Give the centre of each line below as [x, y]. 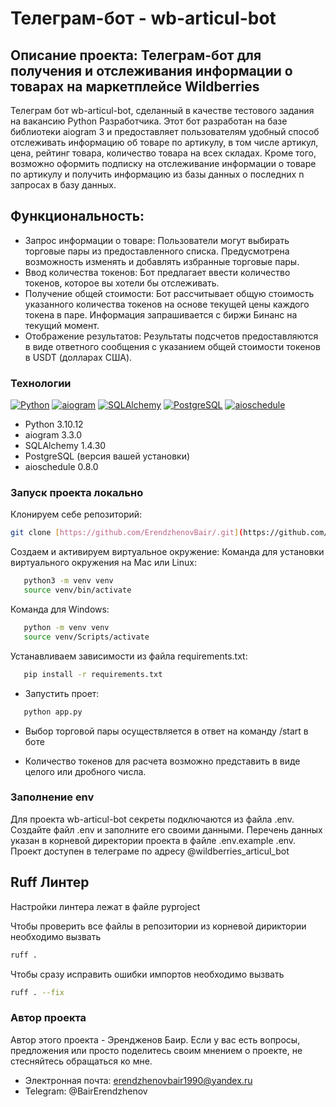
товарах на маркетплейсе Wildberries [135, 86]
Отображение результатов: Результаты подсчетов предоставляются [171, 336]
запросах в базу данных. [63, 185]
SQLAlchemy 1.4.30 [65, 446]
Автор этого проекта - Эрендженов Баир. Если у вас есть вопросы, [155, 1039]
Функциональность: [77, 216]
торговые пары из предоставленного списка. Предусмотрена [157, 251]
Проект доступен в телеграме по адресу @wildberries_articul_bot [150, 851]
